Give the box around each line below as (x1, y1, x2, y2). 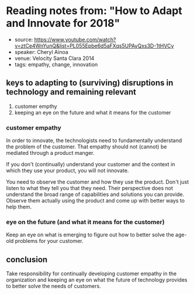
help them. (6, 204, 32, 211)
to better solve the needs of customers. (6, 283, 101, 290)
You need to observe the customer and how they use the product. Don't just (6, 178, 189, 185)
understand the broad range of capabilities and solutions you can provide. (6, 191, 185, 198)
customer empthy (14, 103, 57, 110)
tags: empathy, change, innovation (14, 60, 98, 68)
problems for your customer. (15, 238, 84, 245)
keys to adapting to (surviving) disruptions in (6, 78, 174, 88)
